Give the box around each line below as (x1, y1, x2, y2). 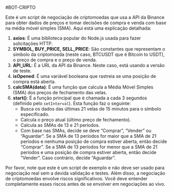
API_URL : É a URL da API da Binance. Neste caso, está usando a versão (12, 62, 165, 68)
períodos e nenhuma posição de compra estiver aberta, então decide (20, 138, 167, 144)
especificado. (20, 111, 50, 117)
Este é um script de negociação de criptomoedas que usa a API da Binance (5, 14, 165, 20)
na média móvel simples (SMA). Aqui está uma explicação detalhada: (5, 25, 151, 31)
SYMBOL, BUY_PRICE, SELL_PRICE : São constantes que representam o (12, 46, 165, 52)
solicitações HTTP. (12, 40, 53, 47)
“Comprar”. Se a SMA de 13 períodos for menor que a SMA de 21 (20, 144, 158, 150)
